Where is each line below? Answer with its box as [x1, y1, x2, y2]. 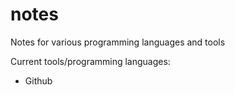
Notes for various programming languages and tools [10, 36, 226, 48]
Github [24, 74, 53, 87]
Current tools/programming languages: [10, 55, 171, 67]
